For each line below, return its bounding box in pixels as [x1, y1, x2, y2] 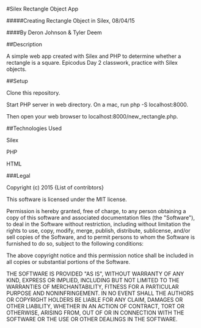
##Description [6, 41, 43, 48]
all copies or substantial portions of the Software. [6, 258, 130, 265]
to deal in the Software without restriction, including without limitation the [6, 220, 191, 228]
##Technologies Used [6, 125, 62, 132]
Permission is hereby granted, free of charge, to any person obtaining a [6, 208, 186, 214]
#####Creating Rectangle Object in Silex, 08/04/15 [6, 17, 135, 24]
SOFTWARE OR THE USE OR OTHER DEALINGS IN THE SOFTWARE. [6, 316, 178, 323]
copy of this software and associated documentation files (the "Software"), [6, 214, 196, 221]
